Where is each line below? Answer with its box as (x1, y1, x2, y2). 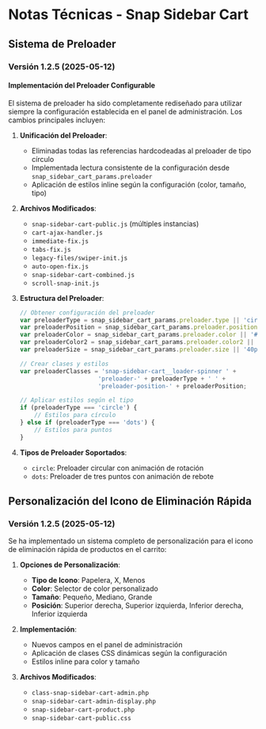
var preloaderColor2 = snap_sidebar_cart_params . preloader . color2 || (19, 338, 255, 346)
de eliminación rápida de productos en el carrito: (8, 545, 167, 554)
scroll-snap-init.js (31, 280, 100, 287)
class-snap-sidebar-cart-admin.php (31, 689, 149, 697)
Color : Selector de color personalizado (31, 584, 158, 593)
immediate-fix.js (31, 237, 89, 245)
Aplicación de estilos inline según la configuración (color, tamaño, (31, 179, 247, 189)
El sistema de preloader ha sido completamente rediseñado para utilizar (8, 98, 243, 108)
